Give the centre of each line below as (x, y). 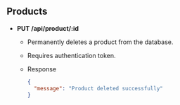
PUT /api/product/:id (47, 28)
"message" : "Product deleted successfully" (98, 88)
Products (27, 12)
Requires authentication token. (71, 55)
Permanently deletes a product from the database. (100, 42)
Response (42, 69)
